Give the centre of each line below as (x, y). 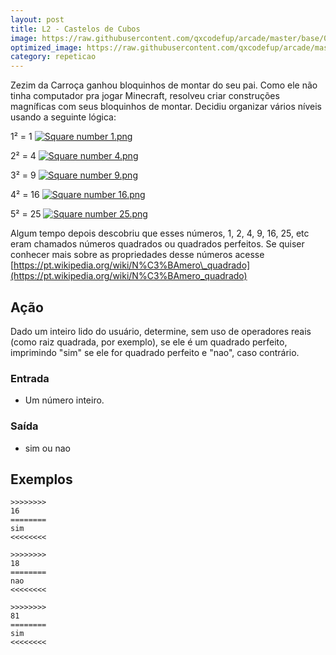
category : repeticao (53, 57)
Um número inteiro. (64, 400)
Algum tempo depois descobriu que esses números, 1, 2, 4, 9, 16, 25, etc (160, 233)
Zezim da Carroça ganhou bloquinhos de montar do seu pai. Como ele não (164, 85)
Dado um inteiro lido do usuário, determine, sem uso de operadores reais (161, 331)
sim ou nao (47, 448)
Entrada (30, 378)
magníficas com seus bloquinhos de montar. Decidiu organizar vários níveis (166, 107)
